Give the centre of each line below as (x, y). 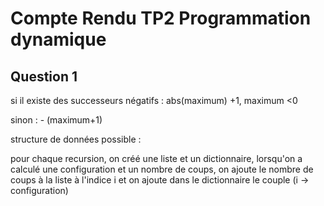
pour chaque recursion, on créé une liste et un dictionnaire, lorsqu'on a (156, 158)
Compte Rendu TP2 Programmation (161, 18)
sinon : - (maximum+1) (56, 120)
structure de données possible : (76, 139)
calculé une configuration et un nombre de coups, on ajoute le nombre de (162, 169)
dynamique (58, 39)
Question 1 (44, 76)
